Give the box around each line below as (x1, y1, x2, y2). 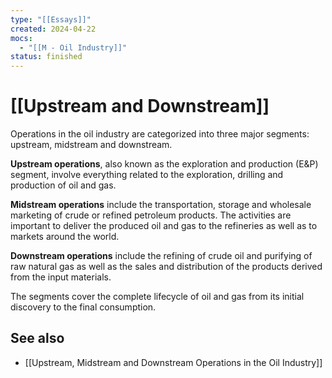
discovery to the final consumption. (10, 301, 157, 313)
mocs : (10, 33, 33, 43)
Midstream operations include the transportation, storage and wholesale (10, 199, 312, 211)
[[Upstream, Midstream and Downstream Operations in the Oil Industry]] (24, 356, 323, 368)
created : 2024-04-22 (10, 24, 97, 34)
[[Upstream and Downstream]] (10, 95, 270, 118)
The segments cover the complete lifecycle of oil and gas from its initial (10, 291, 305, 303)
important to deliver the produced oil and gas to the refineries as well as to (10, 220, 318, 232)
